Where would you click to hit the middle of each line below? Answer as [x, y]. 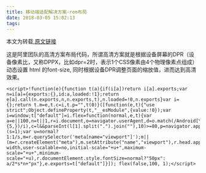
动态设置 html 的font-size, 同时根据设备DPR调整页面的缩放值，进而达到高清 [101, 70]
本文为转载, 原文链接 [32, 42]
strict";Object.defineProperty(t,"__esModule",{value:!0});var [89, 111]
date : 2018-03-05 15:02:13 [41, 18]
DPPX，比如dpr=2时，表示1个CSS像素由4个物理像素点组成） [121, 62]
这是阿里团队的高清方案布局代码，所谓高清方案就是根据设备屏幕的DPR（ [98, 54]
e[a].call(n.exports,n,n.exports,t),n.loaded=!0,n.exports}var [89, 100]
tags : [13, 23]
